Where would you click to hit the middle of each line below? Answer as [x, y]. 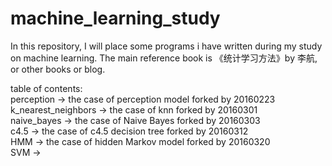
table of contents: [46, 88]
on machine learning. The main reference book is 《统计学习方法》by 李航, [164, 58]
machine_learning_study [115, 18]
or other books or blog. [58, 69]
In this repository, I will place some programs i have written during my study [166, 46]
